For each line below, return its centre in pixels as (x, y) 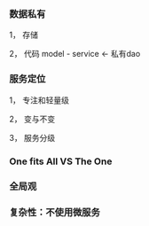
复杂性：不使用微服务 (55, 213)
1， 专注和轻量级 (39, 100)
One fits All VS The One (61, 161)
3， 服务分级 (32, 137)
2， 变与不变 (32, 119)
